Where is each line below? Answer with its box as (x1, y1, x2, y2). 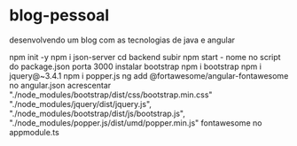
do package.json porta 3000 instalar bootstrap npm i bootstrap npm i (9, 61, 262, 72)
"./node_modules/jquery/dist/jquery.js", (9, 98, 152, 109)
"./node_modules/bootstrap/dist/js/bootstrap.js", (9, 108, 186, 119)
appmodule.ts (9, 127, 59, 137)
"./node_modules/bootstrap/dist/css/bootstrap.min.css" (9, 89, 213, 100)
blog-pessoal (9, 5, 110, 26)
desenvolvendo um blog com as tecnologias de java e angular (9, 35, 236, 45)
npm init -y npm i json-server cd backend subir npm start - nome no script (9, 51, 281, 62)
